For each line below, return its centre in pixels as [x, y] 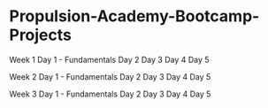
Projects [41, 35]
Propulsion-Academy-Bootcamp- [134, 16]
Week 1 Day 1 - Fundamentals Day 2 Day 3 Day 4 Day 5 [109, 59]
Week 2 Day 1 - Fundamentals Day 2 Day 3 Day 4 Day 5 [110, 76]
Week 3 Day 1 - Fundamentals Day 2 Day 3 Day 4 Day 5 [110, 94]
